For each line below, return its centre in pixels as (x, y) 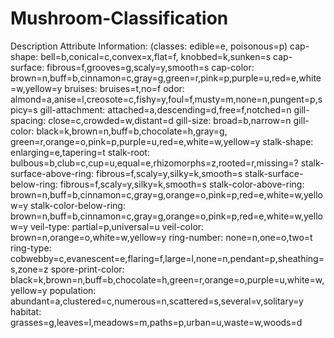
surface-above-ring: (52, 173)
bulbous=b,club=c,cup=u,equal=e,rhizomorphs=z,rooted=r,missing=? (154, 163)
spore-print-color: (87, 269)
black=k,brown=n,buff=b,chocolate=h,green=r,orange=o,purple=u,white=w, (167, 279)
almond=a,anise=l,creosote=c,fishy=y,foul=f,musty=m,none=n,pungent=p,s (166, 99)
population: (73, 290)
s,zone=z (29, 269)
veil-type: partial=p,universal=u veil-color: (117, 226)
